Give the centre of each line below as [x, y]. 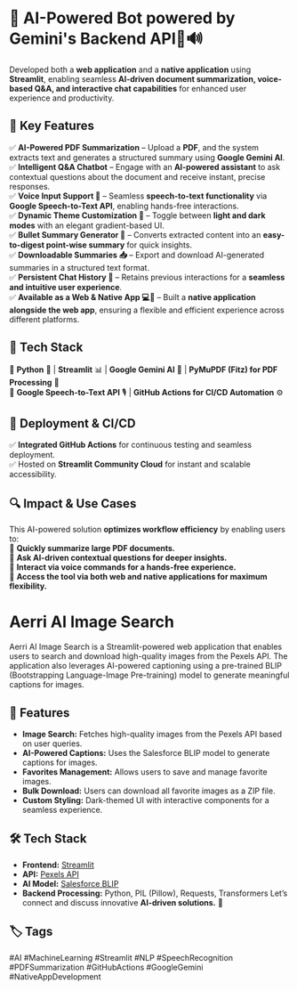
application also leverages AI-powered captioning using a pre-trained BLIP [146, 666]
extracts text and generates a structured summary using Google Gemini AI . [147, 157]
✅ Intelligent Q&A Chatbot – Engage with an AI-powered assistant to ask [145, 167]
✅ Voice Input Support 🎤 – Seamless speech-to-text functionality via [138, 196]
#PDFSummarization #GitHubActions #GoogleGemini [106, 967]
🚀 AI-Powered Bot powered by [122, 18]
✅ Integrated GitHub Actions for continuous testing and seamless [130, 445]
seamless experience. [62, 809]
